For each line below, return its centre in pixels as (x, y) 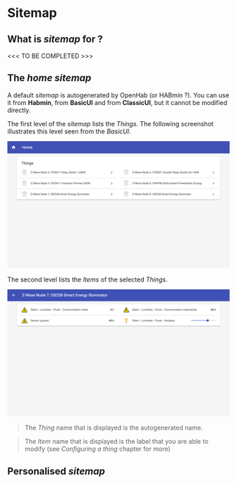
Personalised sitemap (56, 471)
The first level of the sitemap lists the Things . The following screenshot (110, 123)
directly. (19, 110)
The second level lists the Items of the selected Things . (87, 279)
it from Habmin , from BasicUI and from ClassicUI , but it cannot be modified (117, 102)
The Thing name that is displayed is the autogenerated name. (114, 428)
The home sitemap (49, 78)
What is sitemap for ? (55, 39)
